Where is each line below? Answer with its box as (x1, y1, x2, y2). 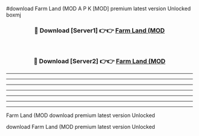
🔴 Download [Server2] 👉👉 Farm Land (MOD (33, 57, 166, 66)
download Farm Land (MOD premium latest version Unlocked (6, 123, 155, 130)
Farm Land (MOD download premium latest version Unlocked (6, 112, 155, 119)
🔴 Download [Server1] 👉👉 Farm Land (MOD (34, 26, 165, 34)
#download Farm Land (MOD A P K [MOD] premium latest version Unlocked (6, 5, 191, 12)
